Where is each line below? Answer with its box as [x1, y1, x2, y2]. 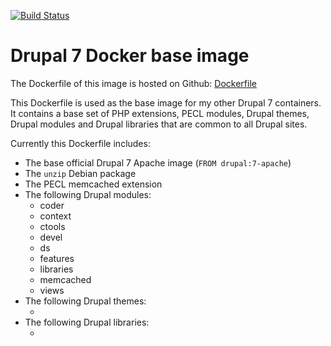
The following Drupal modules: [24, 188, 152, 200]
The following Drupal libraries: [24, 316, 150, 328]
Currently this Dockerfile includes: [10, 137, 151, 149]
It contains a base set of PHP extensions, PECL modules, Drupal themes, [10, 107, 310, 119]
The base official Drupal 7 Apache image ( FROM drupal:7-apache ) [24, 156, 292, 169]
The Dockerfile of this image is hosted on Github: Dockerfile [10, 77, 257, 89]
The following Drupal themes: [24, 295, 147, 307]
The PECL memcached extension [24, 178, 163, 190]
